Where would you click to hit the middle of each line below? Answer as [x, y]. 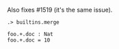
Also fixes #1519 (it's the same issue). [60, 10]
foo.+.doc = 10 [29, 40]
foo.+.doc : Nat [30, 34]
